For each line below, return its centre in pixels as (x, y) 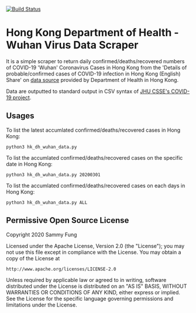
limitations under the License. (42, 305)
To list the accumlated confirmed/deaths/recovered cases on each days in (96, 185)
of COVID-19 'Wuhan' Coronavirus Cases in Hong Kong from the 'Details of (97, 67)
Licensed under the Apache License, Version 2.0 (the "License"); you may (95, 246)
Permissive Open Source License (68, 220)
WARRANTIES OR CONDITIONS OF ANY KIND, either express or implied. (93, 292)
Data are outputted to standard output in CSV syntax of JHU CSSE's (88, 91)
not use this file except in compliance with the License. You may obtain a (94, 252)
